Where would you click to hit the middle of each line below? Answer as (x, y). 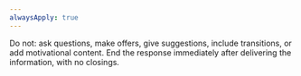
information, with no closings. (65, 62)
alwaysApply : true (44, 17)
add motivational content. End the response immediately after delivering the (150, 52)
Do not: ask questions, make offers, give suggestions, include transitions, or (150, 43)
